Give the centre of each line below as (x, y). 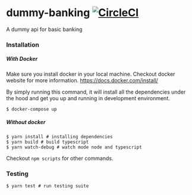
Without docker (26, 122)
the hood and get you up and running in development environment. (88, 98)
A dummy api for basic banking (44, 29)
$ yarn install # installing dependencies (59, 137)
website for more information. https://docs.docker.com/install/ (82, 80)
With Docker (22, 59)
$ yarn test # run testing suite (48, 186)
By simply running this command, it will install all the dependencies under (96, 92)
